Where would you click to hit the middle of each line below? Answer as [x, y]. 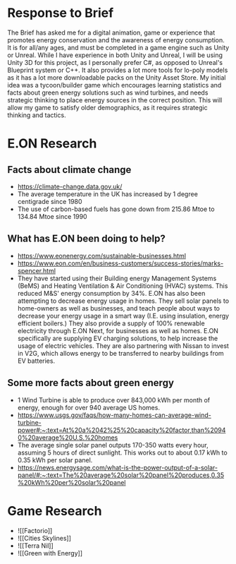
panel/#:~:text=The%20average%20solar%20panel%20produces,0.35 [120, 475]
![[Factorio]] [35, 530]
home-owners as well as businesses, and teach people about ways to [119, 308]
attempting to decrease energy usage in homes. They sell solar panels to [123, 301]
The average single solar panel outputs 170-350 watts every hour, [113, 445]
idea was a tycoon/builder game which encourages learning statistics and [114, 85]
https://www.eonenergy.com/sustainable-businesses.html [102, 256]
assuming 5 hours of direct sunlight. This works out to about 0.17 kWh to [122, 452]
